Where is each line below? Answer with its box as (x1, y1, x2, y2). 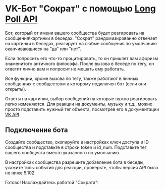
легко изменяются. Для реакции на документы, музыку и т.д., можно (5, 101, 153, 107)
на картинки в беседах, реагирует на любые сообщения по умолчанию (5, 40, 157, 46)
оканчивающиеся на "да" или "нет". (5, 46, 81, 52)
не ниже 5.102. (5, 170, 36, 176)
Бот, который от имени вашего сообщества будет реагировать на (5, 30, 145, 36)
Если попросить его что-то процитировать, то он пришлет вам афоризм (5, 55, 158, 61)
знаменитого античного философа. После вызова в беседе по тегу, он (5, 61, 155, 66)
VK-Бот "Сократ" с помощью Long (5, 3, 156, 14)
